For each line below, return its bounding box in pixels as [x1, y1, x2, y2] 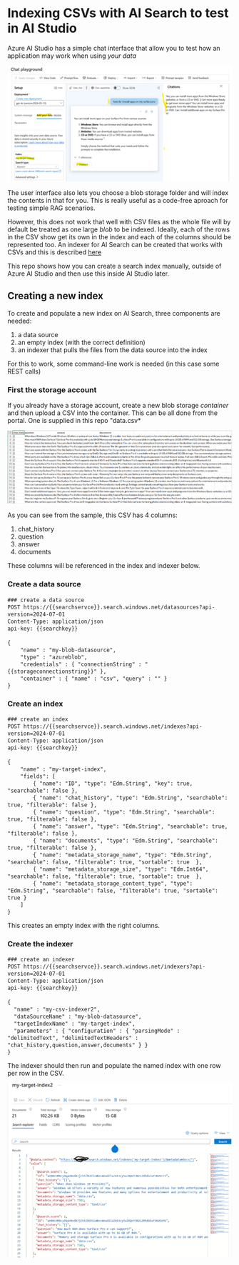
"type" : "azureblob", [20, 654, 88, 661]
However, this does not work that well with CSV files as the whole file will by [7, 217, 231, 226]
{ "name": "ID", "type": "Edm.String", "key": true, [33, 780, 193, 787]
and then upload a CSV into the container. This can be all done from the [7, 409, 218, 417]
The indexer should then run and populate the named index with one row [7, 1061, 221, 1070]
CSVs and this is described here [7, 248, 102, 256]
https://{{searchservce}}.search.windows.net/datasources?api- [23, 604, 215, 611]
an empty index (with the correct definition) [17, 338, 146, 346]
